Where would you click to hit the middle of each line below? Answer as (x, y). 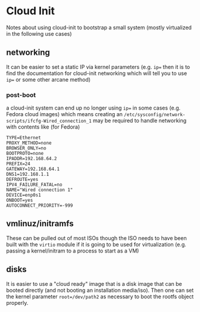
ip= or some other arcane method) (49, 79)
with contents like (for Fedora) (43, 127)
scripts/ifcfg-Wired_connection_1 (49, 121)
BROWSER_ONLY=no (26, 148)
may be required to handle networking (140, 121)
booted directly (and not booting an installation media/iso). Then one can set (100, 290)
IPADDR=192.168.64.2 (32, 159)
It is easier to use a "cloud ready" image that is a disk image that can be (94, 283)
